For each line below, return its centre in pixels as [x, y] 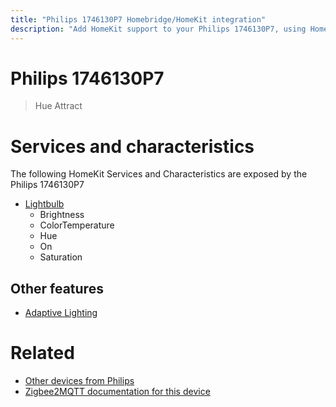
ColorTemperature [77, 225]
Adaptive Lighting [61, 313]
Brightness [62, 215]
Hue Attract [58, 106]
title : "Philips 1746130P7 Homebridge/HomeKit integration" [138, 19]
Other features [57, 288]
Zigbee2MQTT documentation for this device [117, 392]
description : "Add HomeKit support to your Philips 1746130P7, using [158, 29]
